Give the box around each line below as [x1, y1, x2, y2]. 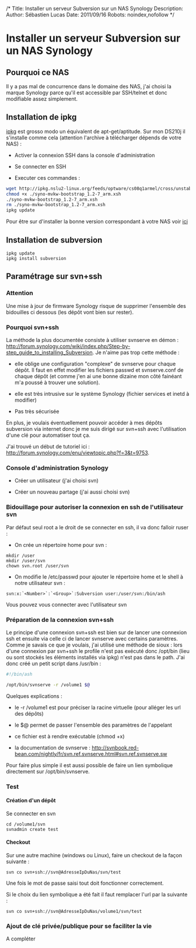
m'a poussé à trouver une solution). [14, 379, 100, 386]
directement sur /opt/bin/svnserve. [6, 768, 90, 775]
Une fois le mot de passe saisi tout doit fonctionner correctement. [6, 879, 164, 887]
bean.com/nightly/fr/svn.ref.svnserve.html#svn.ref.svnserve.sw [14, 750, 167, 757]
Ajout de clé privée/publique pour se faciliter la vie [6, 922, 152, 930]
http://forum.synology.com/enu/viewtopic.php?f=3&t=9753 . [6, 449, 150, 456]
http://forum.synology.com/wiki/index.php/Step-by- [6, 343, 131, 350]
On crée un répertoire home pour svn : [14, 541, 107, 548]
